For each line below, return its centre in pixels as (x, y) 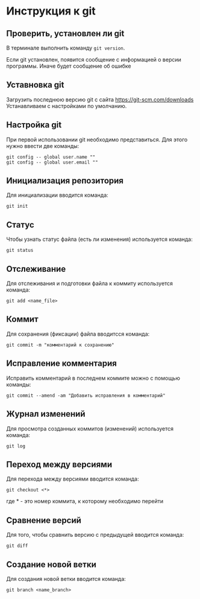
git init (17, 207)
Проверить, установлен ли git (65, 34)
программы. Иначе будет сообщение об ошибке (69, 66)
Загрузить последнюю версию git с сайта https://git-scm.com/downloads (100, 99)
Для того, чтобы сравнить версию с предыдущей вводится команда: (95, 535)
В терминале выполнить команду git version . (66, 48)
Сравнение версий (44, 520)
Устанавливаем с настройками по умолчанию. (67, 106)
